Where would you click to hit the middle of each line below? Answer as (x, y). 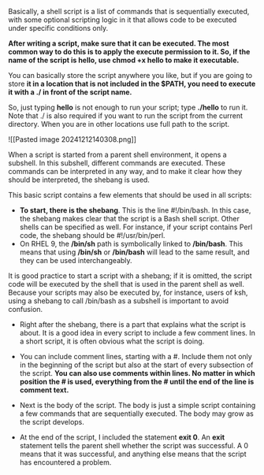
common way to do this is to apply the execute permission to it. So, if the (129, 52)
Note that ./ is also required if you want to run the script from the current (125, 116)
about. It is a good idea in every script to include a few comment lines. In (138, 333)
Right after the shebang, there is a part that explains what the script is (133, 325)
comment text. (44, 390)
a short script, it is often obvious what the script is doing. (112, 341)
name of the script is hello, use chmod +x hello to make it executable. (124, 60)
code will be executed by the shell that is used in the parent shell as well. (126, 284)
